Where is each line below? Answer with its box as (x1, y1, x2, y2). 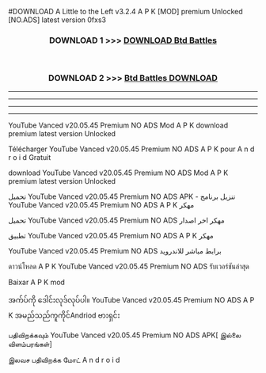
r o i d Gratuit (8, 152, 51, 162)
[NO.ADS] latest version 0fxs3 (8, 15, 107, 25)
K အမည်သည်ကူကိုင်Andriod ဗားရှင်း (8, 310, 120, 320)
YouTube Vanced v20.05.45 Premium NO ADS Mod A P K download (8, 120, 229, 130)
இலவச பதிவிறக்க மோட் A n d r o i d (8, 355, 120, 364)
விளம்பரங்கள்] (8, 339, 53, 348)
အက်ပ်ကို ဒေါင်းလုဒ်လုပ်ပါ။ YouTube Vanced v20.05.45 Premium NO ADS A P (8, 295, 255, 304)
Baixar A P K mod (8, 277, 66, 287)
